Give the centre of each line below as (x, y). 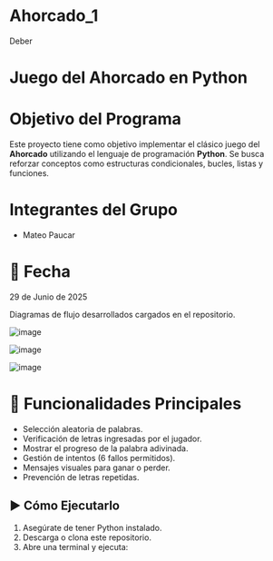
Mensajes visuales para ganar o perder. (96, 467)
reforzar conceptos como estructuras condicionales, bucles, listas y (136, 163)
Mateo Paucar (49, 235)
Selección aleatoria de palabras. (83, 428)
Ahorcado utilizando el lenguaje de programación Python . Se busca (137, 154)
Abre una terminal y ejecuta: (75, 546)
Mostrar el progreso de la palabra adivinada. (105, 448)
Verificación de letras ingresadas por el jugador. (112, 438)
